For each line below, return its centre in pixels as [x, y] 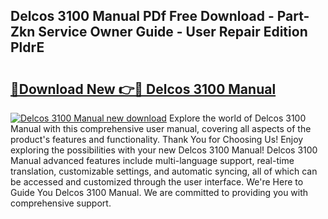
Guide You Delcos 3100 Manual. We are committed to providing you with [159, 192]
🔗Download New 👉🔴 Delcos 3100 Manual [143, 89]
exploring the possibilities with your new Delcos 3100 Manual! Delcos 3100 [164, 150]
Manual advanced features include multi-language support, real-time [152, 160]
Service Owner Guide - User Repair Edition [173, 32]
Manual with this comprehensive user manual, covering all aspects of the [161, 128]
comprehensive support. [61, 203]
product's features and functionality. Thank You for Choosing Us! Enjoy [157, 139]
